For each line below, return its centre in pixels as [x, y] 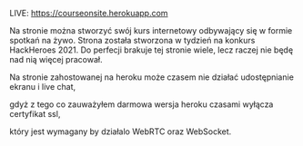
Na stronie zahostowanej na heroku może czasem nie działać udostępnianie [151, 77]
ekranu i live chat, [43, 87]
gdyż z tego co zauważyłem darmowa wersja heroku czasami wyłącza [141, 104]
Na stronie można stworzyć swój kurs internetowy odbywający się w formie [151, 30]
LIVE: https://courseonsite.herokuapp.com [89, 13]
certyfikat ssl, [35, 114]
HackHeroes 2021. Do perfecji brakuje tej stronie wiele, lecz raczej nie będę [151, 50]
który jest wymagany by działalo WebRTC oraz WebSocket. [121, 131]
